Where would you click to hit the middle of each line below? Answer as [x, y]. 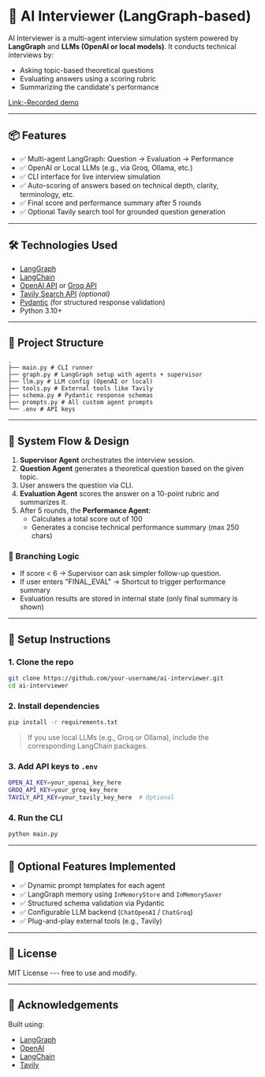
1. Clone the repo [41, 662]
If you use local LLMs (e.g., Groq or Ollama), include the [118, 738]
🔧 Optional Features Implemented [92, 866]
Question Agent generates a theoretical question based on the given [132, 468]
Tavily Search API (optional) [65, 294]
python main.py [33, 834]
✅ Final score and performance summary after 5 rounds [110, 203]
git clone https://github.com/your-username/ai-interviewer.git [116, 679]
